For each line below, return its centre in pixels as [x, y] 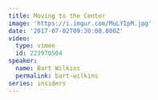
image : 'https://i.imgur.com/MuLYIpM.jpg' [80, 23]
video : [19, 38]
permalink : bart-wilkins [57, 76]
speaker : [23, 61]
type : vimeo [36, 46]
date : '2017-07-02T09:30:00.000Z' [66, 31]
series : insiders [37, 83]
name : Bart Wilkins [48, 69]
